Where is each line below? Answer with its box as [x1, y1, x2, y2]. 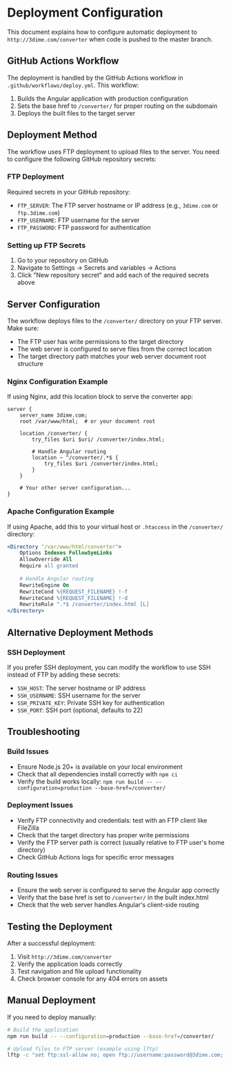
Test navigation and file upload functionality [17, 967, 142, 975]
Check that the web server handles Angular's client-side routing [17, 901, 199, 909]
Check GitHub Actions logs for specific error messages [17, 853, 174, 861]
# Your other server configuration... [19, 484, 131, 492]
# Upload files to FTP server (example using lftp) [7, 1045, 159, 1053]
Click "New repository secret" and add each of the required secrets [17, 271, 209, 280]
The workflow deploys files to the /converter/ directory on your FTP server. [7, 316, 223, 325]
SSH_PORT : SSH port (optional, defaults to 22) [17, 706, 143, 714]
